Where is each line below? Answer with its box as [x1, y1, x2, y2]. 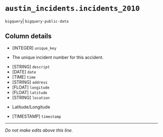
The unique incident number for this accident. [12, 54, 104, 60]
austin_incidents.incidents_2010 [5, 4, 140, 13]
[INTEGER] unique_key [12, 45, 57, 51]
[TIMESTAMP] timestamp [12, 113, 62, 119]
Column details [5, 32, 52, 40]
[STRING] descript [12, 63, 50, 69]
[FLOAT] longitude [12, 84, 49, 90]
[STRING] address [12, 79, 48, 85]
